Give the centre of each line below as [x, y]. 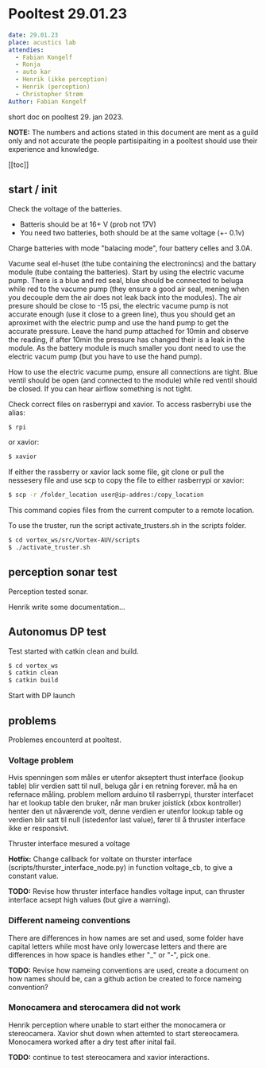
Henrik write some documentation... [67, 607]
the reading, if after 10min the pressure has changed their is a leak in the [127, 340]
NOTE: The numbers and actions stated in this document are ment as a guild [133, 132]
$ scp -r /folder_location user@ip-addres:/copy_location [106, 495]
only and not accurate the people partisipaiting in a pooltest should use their [133, 141]
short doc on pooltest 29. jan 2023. [66, 117]
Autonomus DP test [58, 632]
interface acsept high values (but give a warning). [89, 900]
